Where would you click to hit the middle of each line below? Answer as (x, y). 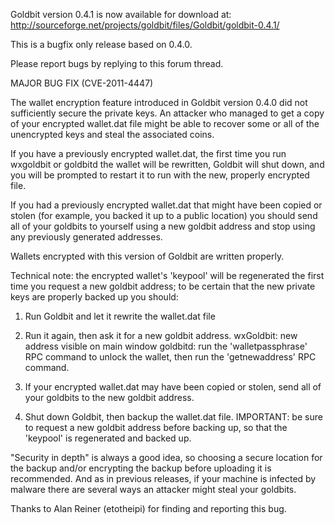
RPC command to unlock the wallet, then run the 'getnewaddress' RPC (170, 357)
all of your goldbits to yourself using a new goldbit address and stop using (163, 226)
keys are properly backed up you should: (94, 297)
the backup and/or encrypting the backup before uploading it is (141, 468)
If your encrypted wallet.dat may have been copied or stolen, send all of (173, 387)
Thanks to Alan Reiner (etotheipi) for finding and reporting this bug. (148, 508)
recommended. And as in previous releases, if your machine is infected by (163, 478)
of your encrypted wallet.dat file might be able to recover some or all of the (165, 123)
